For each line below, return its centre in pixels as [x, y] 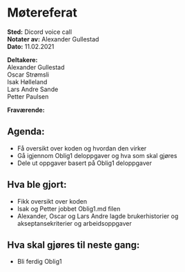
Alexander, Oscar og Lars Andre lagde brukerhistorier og [98, 216]
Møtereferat [42, 13]
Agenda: [26, 132]
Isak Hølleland [27, 81]
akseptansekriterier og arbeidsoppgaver [75, 223]
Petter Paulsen [28, 96]
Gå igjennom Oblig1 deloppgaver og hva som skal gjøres [97, 155]
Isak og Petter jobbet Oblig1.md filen [69, 208]
